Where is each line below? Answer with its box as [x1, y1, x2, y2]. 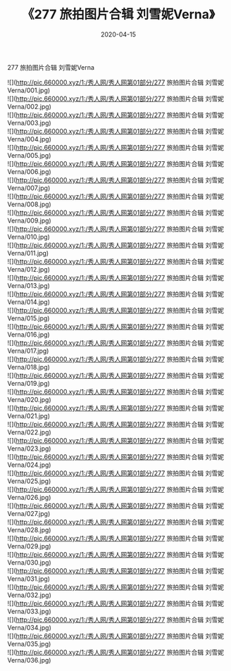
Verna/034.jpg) [7, 623, 51, 632]
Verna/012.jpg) [7, 265, 51, 273]
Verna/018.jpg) [7, 363, 51, 371]
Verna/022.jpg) [7, 427, 51, 437]
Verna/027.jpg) [7, 509, 51, 518]
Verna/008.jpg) [7, 200, 51, 208]
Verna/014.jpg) [7, 297, 51, 306]
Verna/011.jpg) [7, 249, 49, 257]
